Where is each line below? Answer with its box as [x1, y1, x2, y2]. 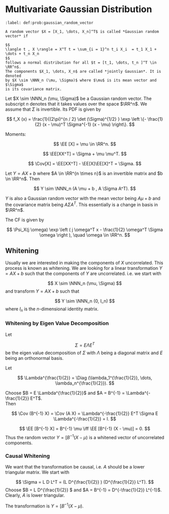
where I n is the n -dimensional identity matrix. [5, 306, 99, 313]
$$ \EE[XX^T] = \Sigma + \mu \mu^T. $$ [42, 151, 127, 157]
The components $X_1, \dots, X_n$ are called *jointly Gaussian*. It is [5, 69, 161, 74]
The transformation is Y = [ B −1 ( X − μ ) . [5, 502, 84, 509]
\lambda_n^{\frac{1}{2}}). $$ [55, 380, 115, 386]
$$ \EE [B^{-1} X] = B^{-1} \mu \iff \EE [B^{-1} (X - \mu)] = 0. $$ [19, 426, 150, 432]
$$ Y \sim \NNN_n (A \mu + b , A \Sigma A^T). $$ [33, 185, 136, 192]
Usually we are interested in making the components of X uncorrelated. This [5, 260, 163, 266]
